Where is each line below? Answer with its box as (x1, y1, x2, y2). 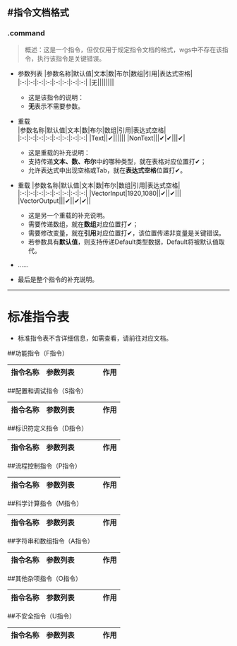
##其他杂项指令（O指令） (7, 574, 83, 582)
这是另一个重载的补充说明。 (28, 211, 109, 219)
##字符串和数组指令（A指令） (7, 536, 94, 545)
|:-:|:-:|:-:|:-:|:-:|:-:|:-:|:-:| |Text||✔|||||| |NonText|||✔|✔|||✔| (17, 134, 186, 142)
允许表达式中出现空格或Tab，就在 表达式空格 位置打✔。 (28, 165, 187, 175)
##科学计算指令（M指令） (7, 499, 83, 507)
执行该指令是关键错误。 (37, 54, 106, 62)
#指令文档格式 (7, 6, 69, 19)
